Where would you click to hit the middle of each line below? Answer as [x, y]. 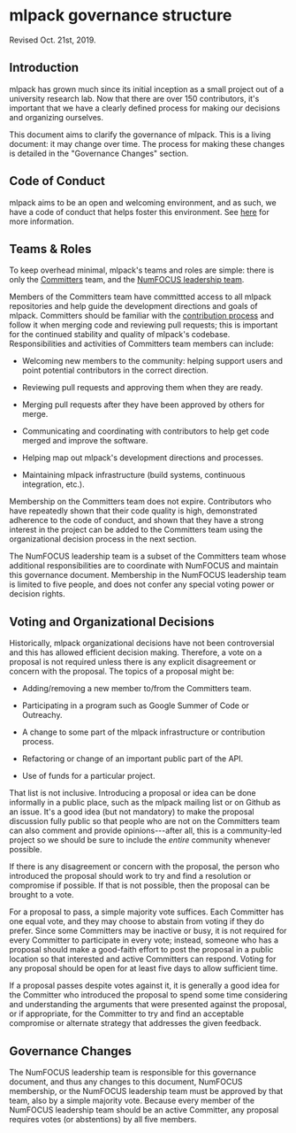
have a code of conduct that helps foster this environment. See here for [139, 212]
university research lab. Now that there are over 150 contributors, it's [134, 98]
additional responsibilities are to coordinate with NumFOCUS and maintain [144, 566]
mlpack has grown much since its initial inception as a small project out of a [147, 89]
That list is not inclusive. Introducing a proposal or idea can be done [133, 793]
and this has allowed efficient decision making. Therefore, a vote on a [136, 652]
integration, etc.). [53, 484]
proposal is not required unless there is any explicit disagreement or [133, 662]
